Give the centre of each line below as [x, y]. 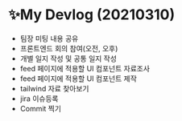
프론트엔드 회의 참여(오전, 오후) [69, 48]
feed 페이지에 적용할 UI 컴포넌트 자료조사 [85, 68]
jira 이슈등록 [39, 99]
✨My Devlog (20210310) [92, 15]
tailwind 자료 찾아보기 [54, 88]
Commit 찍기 [41, 108]
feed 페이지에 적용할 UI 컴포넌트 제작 [78, 79]
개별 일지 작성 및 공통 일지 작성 [68, 58]
